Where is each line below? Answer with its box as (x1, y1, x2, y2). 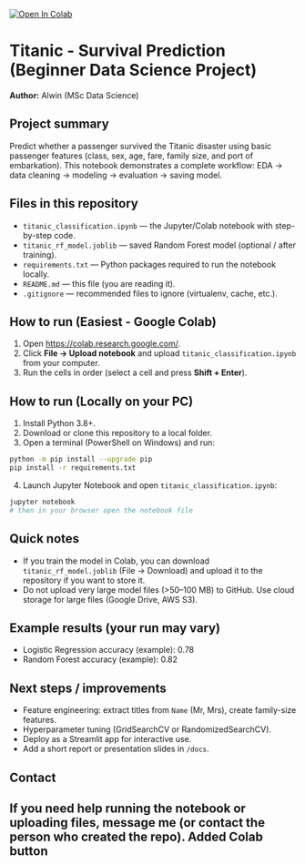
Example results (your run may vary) (9, 620, 221, 636)
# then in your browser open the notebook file (9, 505, 194, 514)
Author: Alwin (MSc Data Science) (9, 89, 139, 100)
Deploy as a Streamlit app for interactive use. (22, 734, 192, 745)
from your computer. (22, 358, 100, 369)
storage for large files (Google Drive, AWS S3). (22, 594, 198, 605)
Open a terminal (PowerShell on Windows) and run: (22, 437, 216, 448)
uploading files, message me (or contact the (9, 815, 266, 830)
